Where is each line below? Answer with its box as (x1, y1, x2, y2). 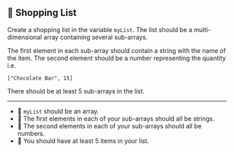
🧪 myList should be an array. (17, 107, 100, 115)
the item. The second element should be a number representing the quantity (7, 54, 226, 62)
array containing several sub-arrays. (43, 33, 148, 41)
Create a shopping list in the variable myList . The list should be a (7, 25, 193, 33)
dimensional (7, 33, 42, 41)
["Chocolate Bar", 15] (7, 75, 73, 82)
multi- (194, 25, 211, 33)
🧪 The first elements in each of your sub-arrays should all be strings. (17, 114, 214, 123)
